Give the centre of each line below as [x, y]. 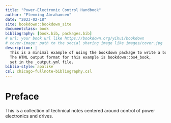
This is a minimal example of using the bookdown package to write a [85, 52]
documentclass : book [27, 29]
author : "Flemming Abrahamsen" [38, 15]
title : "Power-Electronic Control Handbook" [53, 10]
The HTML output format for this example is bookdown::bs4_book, [81, 57]
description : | [21, 48]
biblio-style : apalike [29, 67]
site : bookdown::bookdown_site [38, 24]
